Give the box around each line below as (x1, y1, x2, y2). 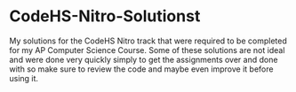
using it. (9, 73, 38, 83)
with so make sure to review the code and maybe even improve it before (9, 64, 274, 74)
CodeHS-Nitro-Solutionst (9, 6, 201, 27)
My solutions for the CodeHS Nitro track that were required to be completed (9, 35, 287, 46)
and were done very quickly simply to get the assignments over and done (9, 54, 278, 65)
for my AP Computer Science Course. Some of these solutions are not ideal (9, 44, 285, 55)
